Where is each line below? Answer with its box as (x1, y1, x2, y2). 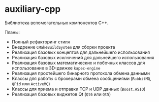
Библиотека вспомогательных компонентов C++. (4, 20, 109, 26)
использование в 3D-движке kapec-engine (11, 65, 100, 71)
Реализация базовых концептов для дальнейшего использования (11, 49, 150, 55)
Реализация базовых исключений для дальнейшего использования (11, 54, 155, 60)
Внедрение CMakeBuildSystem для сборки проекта (11, 44, 115, 50)
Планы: (4, 29, 20, 35)
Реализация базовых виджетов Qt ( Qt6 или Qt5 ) (11, 91, 111, 97)
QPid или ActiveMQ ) (11, 80, 50, 87)
